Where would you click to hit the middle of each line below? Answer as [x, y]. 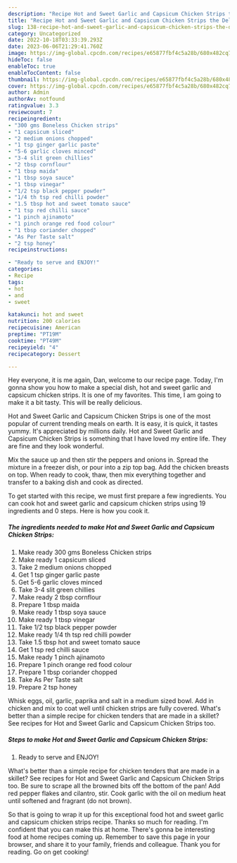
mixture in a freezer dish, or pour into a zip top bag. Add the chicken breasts [118, 467]
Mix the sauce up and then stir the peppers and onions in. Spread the [108, 460]
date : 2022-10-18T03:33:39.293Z [55, 40]
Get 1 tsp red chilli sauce [54, 650]
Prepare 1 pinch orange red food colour [75, 665]
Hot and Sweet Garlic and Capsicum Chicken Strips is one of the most [109, 416]
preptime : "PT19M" [35, 334]
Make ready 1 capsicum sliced [62, 560]
